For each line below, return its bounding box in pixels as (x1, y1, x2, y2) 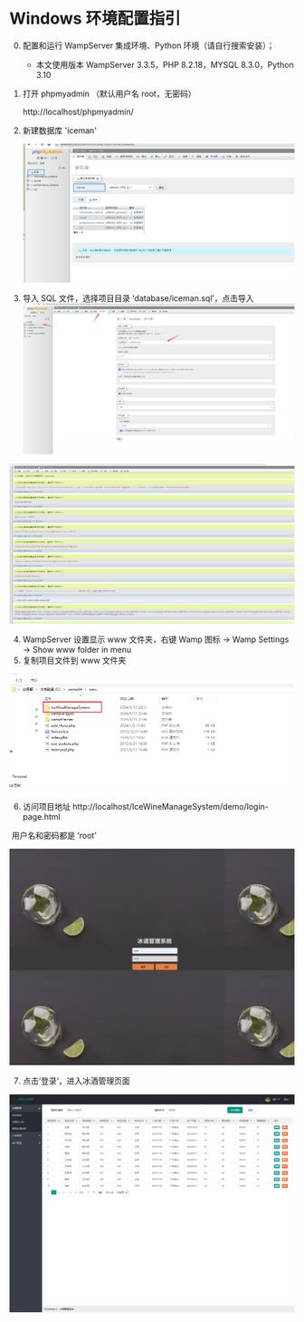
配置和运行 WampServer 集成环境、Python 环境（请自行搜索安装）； (22, 40, 275, 51)
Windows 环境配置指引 (9, 8, 181, 29)
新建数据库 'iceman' (22, 124, 98, 136)
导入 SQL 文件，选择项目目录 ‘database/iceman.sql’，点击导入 (22, 292, 254, 304)
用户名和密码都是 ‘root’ (11, 831, 97, 841)
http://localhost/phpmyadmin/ (22, 106, 134, 117)
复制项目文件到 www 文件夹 (22, 655, 127, 666)
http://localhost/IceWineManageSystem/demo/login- (71, 802, 270, 812)
